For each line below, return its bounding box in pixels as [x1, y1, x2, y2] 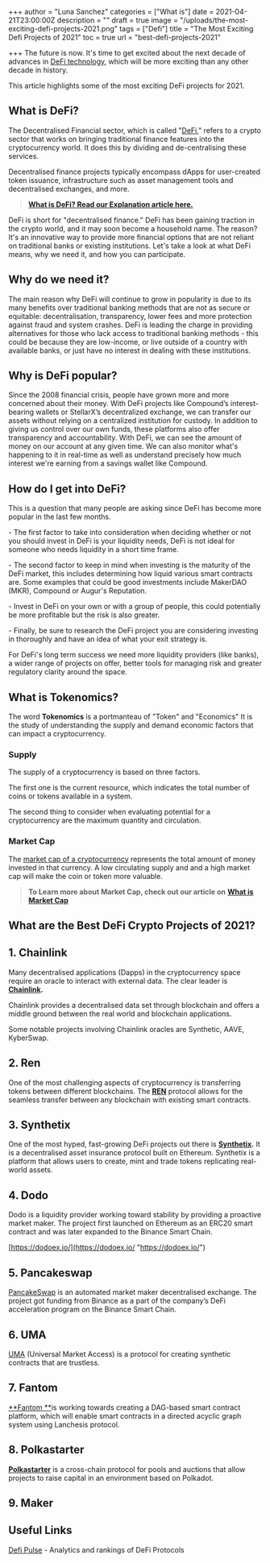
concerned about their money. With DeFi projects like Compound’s [8, 399, 229, 408]
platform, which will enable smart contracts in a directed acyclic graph [8, 1411, 242, 1420]
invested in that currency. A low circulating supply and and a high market [8, 862, 251, 873]
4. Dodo [8, 1188, 48, 1202]
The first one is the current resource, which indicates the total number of [8, 783, 250, 793]
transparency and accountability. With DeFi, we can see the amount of [8, 433, 242, 442]
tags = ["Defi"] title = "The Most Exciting [119, 24, 254, 33]
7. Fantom [8, 1381, 58, 1395]
